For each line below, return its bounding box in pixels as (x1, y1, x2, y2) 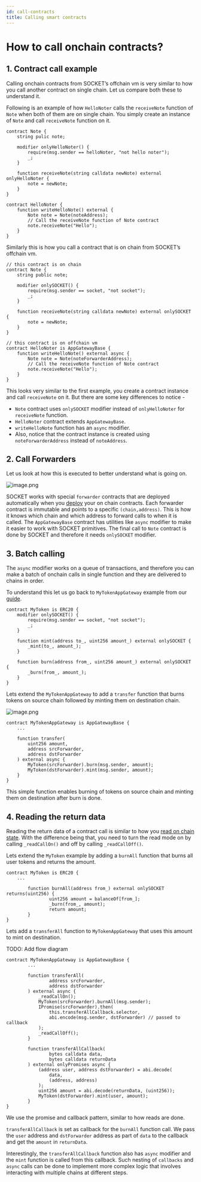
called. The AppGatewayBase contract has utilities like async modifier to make (6, 519, 191, 526)
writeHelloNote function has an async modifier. (14, 424, 130, 431)
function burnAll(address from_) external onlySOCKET (28, 885, 165, 891)
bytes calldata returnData (48, 1056, 117, 1062)
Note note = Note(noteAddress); (28, 212, 109, 218)
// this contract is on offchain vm (6, 340, 98, 346)
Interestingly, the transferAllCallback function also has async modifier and (6, 1150, 191, 1157)
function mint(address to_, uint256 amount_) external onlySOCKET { (17, 638, 191, 644)
